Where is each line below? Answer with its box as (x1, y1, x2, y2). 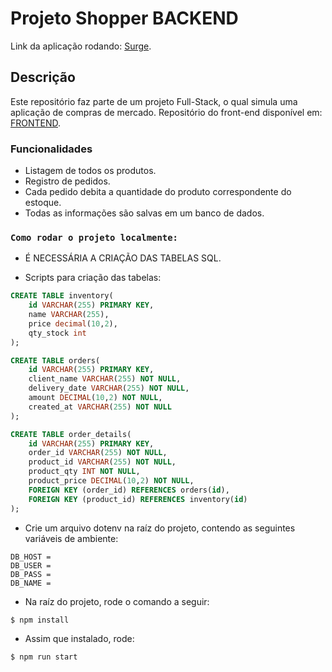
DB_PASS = (10, 569, 52, 579)
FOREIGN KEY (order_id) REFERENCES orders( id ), (28, 485, 230, 495)
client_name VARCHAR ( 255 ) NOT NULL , (28, 374, 182, 384)
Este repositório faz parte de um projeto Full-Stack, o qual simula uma (10, 95, 298, 107)
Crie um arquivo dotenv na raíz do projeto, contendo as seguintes (24, 522, 296, 534)
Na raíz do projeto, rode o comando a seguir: (24, 595, 210, 607)
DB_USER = (10, 560, 52, 571)
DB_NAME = (10, 578, 52, 588)
